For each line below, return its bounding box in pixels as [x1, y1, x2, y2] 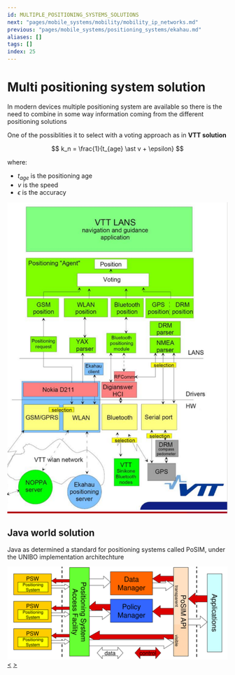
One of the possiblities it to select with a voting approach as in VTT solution [7, 130, 227, 139]
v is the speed [17, 181, 59, 189]
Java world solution [7, 527, 95, 538]
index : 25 [7, 48, 36, 55]
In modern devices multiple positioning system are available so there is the [7, 102, 222, 111]
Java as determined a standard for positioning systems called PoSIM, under [7, 545, 226, 554]
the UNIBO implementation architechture [7, 553, 124, 562]
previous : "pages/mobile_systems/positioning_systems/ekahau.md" [7, 26, 201, 33]
